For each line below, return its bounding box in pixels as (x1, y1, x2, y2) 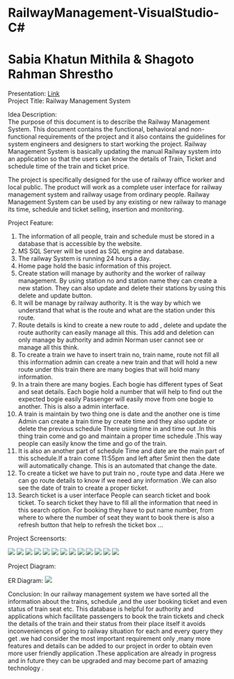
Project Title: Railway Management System (8, 97, 131, 105)
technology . (8, 664, 44, 673)
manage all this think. (17, 343, 79, 352)
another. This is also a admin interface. (17, 403, 130, 411)
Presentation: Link (8, 89, 60, 98)
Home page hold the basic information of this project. (17, 262, 172, 270)
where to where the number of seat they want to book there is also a (17, 513, 215, 522)
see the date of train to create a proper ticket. (17, 484, 149, 492)
